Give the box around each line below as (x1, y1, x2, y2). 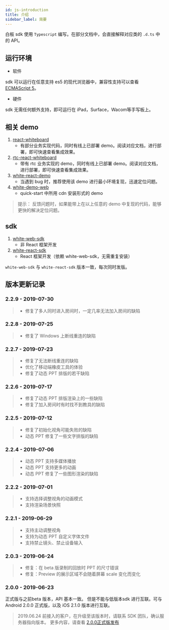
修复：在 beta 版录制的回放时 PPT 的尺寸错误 (25, 564, 119, 570)
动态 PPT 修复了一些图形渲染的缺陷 (25, 470, 98, 477)
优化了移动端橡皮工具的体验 (25, 364, 83, 370)
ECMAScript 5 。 (5, 85, 39, 91)
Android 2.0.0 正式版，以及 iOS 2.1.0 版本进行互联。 (5, 602, 112, 608)
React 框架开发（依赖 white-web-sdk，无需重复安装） (20, 253, 133, 259)
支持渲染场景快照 (25, 502, 61, 508)
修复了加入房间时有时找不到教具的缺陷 (25, 402, 105, 408)
